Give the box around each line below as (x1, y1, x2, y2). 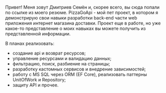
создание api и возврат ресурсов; (12, 50, 86, 56)
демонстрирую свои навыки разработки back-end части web (5, 15, 137, 20)
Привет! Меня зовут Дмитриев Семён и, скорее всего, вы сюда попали (5, 4, 160, 10)
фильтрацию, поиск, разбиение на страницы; (12, 61, 111, 66)
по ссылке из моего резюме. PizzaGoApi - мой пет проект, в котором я (5, 9, 158, 15)
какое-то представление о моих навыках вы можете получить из (5, 25, 146, 31)
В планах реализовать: (5, 40, 54, 46)
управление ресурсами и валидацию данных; (12, 55, 112, 61)
